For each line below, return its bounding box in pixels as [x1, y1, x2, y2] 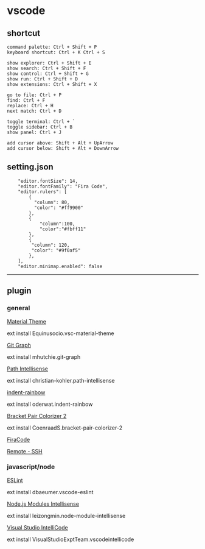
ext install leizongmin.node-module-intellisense [7, 512, 126, 519]
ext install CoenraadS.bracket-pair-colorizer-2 [7, 424, 123, 431]
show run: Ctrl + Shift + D [7, 76, 78, 82]
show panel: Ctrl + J [7, 129, 62, 135]
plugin [7, 286, 32, 296]
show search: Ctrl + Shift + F [7, 65, 86, 71]
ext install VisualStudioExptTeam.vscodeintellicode [7, 536, 134, 543]
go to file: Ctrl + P [7, 92, 62, 98]
